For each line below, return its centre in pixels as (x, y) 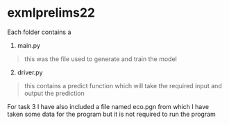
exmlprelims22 (51, 13)
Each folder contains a (39, 32)
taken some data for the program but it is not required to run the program (112, 114)
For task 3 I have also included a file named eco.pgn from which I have (108, 106)
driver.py (30, 72)
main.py (28, 45)
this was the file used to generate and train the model (100, 59)
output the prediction (54, 93)
